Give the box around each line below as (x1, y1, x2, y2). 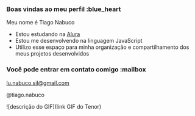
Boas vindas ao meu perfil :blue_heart (6, 5, 121, 13)
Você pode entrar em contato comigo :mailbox (6, 65, 146, 74)
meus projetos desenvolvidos (15, 50, 90, 57)
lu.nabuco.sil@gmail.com (6, 79, 69, 87)
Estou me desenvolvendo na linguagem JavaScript (15, 37, 143, 45)
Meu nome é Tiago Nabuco (6, 19, 75, 26)
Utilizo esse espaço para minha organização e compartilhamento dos (15, 43, 190, 51)
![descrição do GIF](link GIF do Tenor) (6, 103, 102, 110)
